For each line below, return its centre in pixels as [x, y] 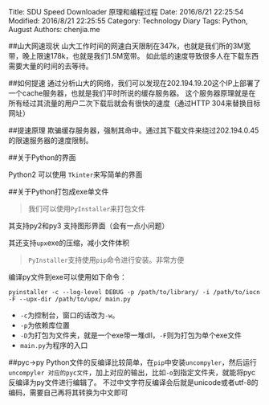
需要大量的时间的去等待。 [51, 66]
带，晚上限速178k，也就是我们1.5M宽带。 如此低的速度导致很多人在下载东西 [134, 56]
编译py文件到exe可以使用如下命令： [67, 277]
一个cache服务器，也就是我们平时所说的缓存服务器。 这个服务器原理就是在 [132, 93]
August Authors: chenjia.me [54, 29]
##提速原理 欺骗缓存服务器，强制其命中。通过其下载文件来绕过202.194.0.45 [134, 130]
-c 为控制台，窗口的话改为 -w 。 [69, 315]
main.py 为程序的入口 [54, 345]
